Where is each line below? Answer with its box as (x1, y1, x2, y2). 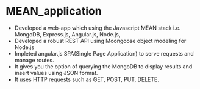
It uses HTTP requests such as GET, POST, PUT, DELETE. (14, 76, 159, 83)
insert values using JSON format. (14, 69, 98, 76)
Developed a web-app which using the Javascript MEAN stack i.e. (14, 24, 181, 31)
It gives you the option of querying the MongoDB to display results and (14, 62, 193, 70)
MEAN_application (5, 4, 102, 18)
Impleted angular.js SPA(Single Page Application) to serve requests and (14, 50, 195, 57)
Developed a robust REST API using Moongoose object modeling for (14, 37, 187, 44)
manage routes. (14, 56, 54, 64)
